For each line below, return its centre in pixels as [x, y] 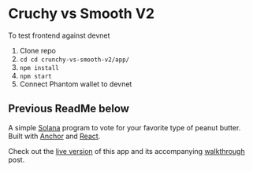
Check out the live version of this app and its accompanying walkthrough [127, 151]
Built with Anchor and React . [54, 136]
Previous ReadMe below [69, 109]
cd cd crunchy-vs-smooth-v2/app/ [74, 60]
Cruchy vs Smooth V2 [82, 14]
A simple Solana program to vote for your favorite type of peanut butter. [125, 127]
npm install [39, 68]
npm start [36, 76]
